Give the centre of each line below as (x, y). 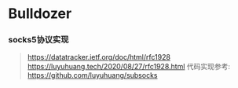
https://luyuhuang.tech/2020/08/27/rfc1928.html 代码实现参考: (128, 67)
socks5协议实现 (38, 40)
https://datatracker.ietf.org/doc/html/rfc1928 (99, 57)
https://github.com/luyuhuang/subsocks (92, 75)
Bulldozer (40, 14)
